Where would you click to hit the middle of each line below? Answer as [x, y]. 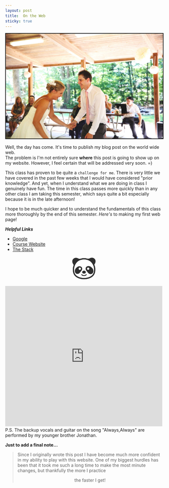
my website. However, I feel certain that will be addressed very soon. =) [79, 163]
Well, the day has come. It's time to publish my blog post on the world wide [82, 147]
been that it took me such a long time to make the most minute [82, 465]
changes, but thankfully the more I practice [62, 471]
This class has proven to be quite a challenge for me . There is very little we [83, 173]
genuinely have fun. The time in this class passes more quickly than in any [82, 189]
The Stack [23, 249]
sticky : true [19, 21]
